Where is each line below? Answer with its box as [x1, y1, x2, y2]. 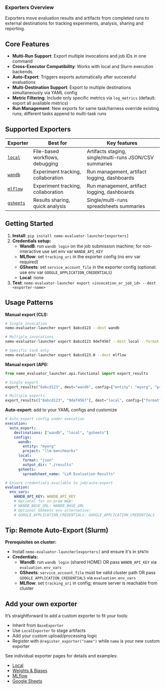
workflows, [33, 154, 59, 161]
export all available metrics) [12, 100, 69, 106]
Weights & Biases [12, 668, 48, 674]
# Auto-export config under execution [5, 416, 84, 422]
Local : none [19, 274, 44, 280]
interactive [19, 248, 41, 254]
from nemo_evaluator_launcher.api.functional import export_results [5, 371, 148, 376]
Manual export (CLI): [5, 311, 48, 317]
